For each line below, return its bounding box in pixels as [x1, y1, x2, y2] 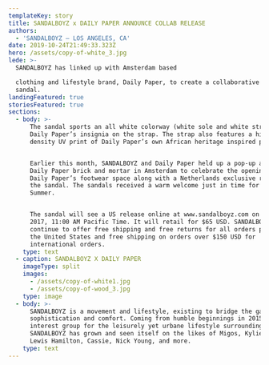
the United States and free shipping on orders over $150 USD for [29, 233, 256, 241]
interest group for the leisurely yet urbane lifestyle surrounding [29, 322, 263, 331]
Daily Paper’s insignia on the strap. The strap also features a [29, 130, 252, 138]
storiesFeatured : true [8, 101, 84, 109]
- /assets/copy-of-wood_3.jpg [29, 285, 130, 293]
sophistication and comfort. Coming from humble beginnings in [29, 315, 246, 323]
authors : [8, 26, 38, 34]
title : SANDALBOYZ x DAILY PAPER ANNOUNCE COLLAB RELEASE [8, 19, 206, 27]
